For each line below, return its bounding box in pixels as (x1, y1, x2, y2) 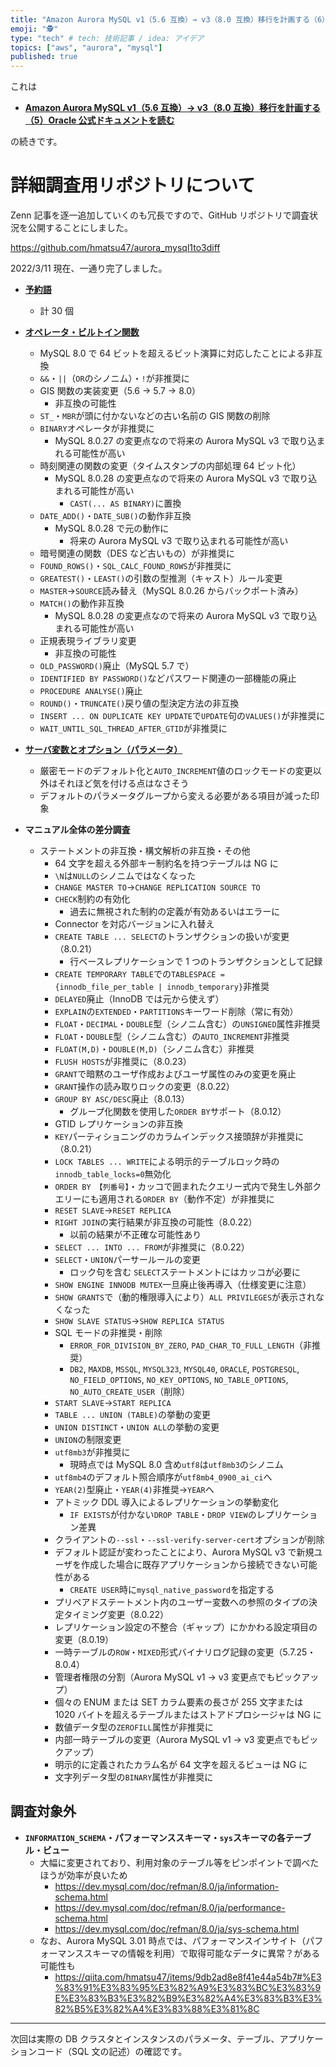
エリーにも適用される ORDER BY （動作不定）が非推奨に (54, 1193, 275, 1205)
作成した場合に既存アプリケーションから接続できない (81, 1559, 300, 1571)
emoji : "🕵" (10, 24, 59, 34)
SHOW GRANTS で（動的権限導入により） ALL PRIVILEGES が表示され (54, 1291, 317, 1303)
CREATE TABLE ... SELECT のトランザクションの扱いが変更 (54, 931, 290, 943)
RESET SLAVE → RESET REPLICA (54, 1204, 172, 1216)
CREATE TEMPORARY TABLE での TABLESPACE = (54, 968, 225, 980)
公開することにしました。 (27, 222, 133, 234)
